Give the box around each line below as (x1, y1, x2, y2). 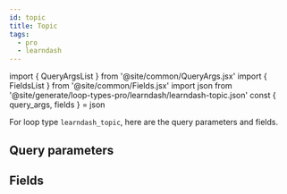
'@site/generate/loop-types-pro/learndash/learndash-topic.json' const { (9, 90, 276, 101)
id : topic (9, 13, 46, 22)
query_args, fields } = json (9, 99, 106, 110)
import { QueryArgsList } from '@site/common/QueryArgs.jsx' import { (9, 71, 267, 81)
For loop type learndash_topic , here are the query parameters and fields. (9, 117, 279, 128)
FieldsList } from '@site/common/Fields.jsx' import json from (9, 80, 232, 91)
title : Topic (9, 21, 58, 30)
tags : (9, 30, 30, 38)
